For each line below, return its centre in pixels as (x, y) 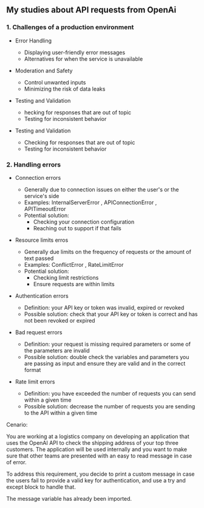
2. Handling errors (34, 165)
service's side (42, 196)
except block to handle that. (41, 487)
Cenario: (17, 424)
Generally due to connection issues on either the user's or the (101, 189)
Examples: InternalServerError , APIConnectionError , (90, 202)
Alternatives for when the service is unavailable (83, 59)
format (32, 369)
